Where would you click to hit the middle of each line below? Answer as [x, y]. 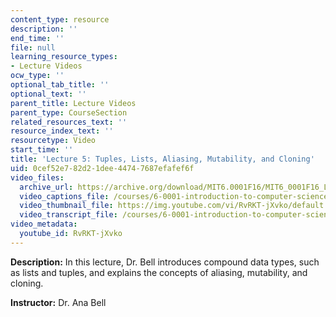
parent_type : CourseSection [69, 112]
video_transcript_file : [68, 215]
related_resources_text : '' [69, 122]
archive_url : [46, 187]
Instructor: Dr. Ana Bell [58, 302]
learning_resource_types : [64, 57]
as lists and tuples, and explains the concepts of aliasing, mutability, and [159, 272]
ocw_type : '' [37, 76]
